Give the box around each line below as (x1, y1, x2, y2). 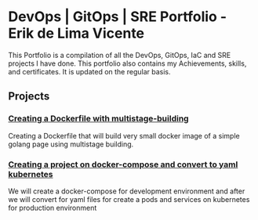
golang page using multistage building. (8, 139, 134, 149)
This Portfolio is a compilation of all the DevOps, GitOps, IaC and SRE (8, 50, 231, 60)
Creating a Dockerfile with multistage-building (8, 114, 190, 124)
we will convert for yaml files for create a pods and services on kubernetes (8, 194, 250, 204)
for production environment (8, 203, 97, 212)
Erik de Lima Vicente (8, 24, 145, 42)
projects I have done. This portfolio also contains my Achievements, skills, (8, 59, 247, 68)
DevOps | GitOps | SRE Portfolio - (8, 8, 227, 26)
